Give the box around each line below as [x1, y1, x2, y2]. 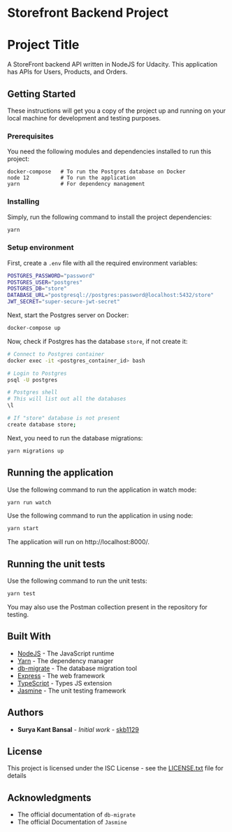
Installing [7, 197, 40, 207]
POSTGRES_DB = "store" [7, 285, 68, 292]
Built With [7, 630, 51, 642]
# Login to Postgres [7, 370, 68, 377]
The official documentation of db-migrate [17, 810, 136, 819]
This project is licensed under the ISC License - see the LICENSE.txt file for [7, 764, 224, 772]
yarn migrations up [7, 447, 64, 455]
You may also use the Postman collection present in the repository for [7, 602, 208, 611]
